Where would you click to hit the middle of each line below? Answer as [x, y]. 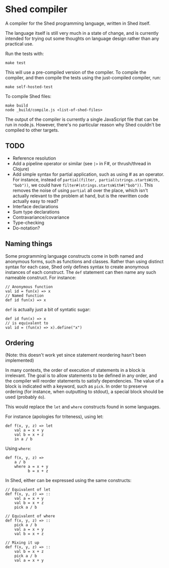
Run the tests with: [24, 54]
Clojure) [21, 169]
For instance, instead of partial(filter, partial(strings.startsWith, [86, 179]
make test [16, 63]
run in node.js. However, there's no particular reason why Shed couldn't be [83, 124]
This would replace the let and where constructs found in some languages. [83, 407]
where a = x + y [32, 467]
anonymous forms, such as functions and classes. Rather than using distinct [84, 261]
